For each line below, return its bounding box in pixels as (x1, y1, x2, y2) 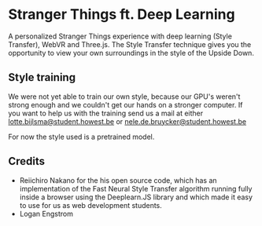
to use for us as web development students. (19, 200, 163, 210)
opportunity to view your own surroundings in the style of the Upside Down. (8, 48, 254, 57)
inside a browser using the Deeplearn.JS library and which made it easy (19, 192, 253, 202)
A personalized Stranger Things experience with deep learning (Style (8, 31, 232, 41)
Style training (8, 71, 76, 84)
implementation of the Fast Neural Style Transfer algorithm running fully (19, 184, 253, 193)
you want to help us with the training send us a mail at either (8, 108, 203, 118)
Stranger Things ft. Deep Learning (8, 5, 235, 24)
